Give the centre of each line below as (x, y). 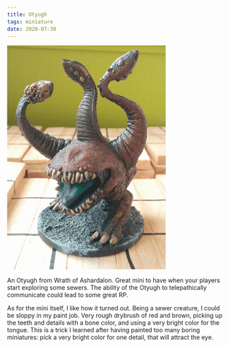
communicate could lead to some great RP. (68, 295)
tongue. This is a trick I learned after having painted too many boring (104, 330)
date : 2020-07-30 (32, 29)
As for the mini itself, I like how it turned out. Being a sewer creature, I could (113, 308)
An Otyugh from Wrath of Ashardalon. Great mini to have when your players (114, 280)
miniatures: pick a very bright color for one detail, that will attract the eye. (110, 337)
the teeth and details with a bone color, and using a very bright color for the (113, 323)
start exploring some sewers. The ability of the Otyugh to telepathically (107, 288)
